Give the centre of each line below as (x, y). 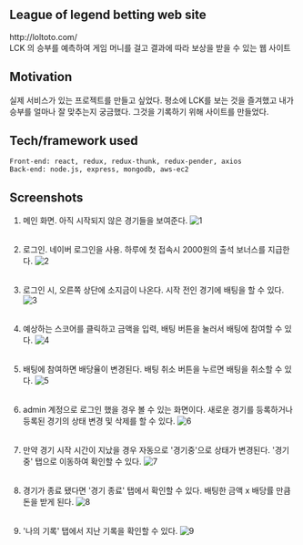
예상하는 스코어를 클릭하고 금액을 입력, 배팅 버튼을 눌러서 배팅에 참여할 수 (152, 329)
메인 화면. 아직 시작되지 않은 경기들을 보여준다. (105, 221)
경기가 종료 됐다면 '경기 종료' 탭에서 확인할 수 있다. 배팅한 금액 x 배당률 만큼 (157, 490)
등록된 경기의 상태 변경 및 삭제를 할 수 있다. (99, 421)
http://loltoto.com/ (43, 36)
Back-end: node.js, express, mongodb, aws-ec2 (99, 170)
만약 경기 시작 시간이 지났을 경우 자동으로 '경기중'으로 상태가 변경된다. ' (149, 450)
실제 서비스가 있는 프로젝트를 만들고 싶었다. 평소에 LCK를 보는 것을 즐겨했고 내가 (151, 100)
